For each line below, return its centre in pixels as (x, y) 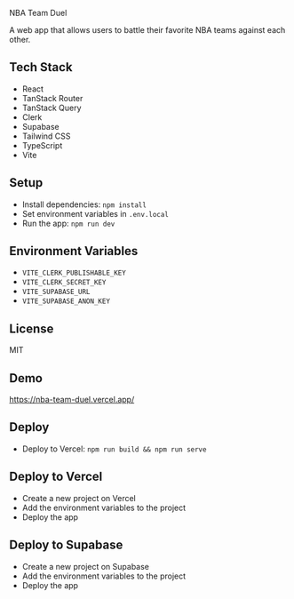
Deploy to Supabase (66, 545)
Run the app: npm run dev (68, 223)
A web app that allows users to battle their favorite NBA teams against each (147, 30)
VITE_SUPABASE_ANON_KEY (66, 301)
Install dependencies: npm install (84, 204)
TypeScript (42, 145)
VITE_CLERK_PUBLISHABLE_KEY (74, 273)
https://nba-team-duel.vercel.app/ (72, 400)
